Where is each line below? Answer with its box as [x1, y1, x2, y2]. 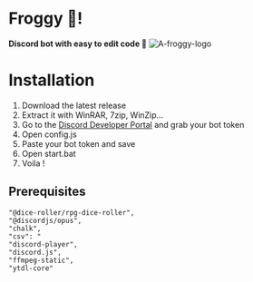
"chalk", [8, 224, 42, 233]
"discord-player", [8, 239, 78, 248]
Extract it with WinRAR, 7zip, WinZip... [21, 109, 164, 121]
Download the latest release [21, 100, 127, 111]
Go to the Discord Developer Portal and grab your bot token [21, 119, 245, 130]
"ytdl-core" [8, 263, 54, 273]
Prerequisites [8, 184, 86, 199]
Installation [8, 70, 95, 91]
